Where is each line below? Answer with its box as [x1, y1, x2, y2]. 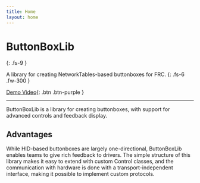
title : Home [6, 8, 36, 15]
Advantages [6, 129, 52, 140]
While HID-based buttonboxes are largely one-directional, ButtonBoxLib [6, 145, 182, 152]
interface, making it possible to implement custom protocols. [6, 171, 155, 178]
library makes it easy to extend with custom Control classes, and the [6, 158, 174, 165]
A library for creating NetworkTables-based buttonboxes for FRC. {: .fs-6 [6, 71, 185, 78]
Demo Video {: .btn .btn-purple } [6, 89, 85, 96]
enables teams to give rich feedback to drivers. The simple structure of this [6, 152, 190, 159]
